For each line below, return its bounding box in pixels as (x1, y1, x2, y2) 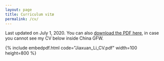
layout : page (5, 7, 32, 12)
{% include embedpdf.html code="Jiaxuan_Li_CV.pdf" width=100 (5, 45, 137, 51)
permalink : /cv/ (5, 16, 39, 21)
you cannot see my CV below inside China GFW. (5, 35, 104, 41)
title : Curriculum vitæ (5, 12, 55, 17)
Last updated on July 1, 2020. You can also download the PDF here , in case (5, 30, 160, 36)
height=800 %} (5, 50, 37, 56)
